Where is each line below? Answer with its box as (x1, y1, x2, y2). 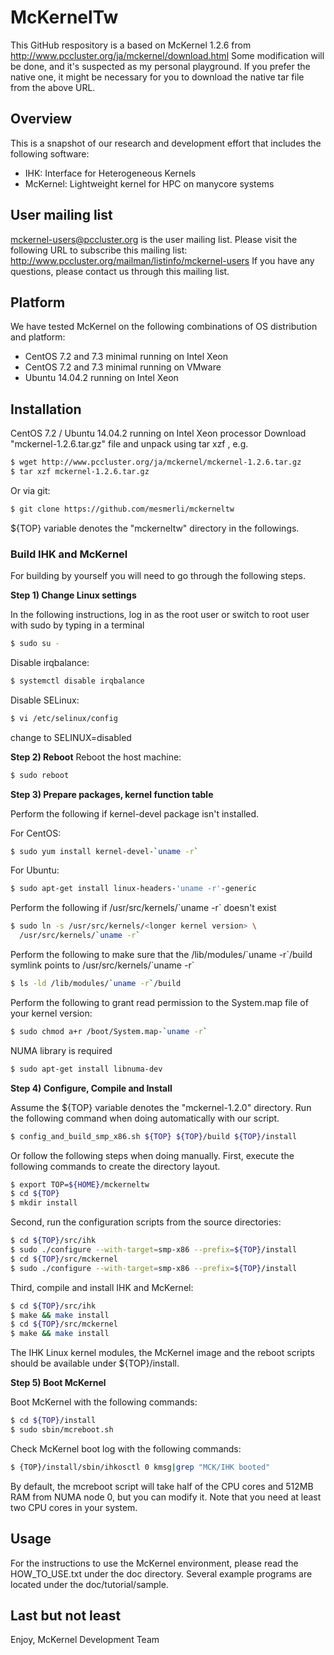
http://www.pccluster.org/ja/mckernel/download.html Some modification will (10, 49, 325, 61)
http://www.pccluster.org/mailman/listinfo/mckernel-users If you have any (10, 254, 315, 266)
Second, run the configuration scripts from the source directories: (10, 1216, 282, 1228)
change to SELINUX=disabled (10, 731, 132, 743)
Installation (10, 401, 82, 418)
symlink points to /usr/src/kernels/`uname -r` (10, 959, 195, 971)
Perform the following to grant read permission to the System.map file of (10, 996, 309, 1008)
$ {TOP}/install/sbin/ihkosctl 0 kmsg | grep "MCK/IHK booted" (10, 1462, 271, 1472)
